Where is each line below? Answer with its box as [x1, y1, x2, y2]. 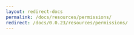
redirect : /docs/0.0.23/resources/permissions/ [5, 20, 129, 26]
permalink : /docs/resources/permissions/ [5, 14, 112, 20]
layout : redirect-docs [5, 8, 63, 15]
